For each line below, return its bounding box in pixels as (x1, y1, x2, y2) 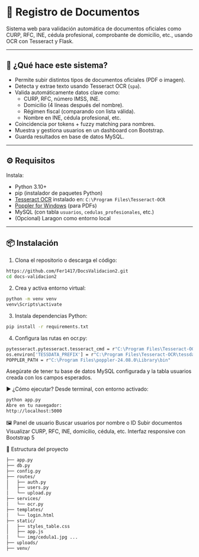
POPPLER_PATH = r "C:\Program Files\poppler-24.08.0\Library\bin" (6, 357, 171, 363)
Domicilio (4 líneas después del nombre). (23, 101, 124, 109)
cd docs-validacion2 (6, 274, 57, 280)
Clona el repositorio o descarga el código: (14, 257, 117, 264)
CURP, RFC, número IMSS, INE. (23, 95, 100, 102)
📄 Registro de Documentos (6, 5, 140, 19)
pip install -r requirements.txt (6, 324, 89, 330)
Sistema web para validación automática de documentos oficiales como (6, 25, 182, 32)
